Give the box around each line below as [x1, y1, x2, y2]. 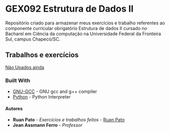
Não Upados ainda [5, 64, 44, 70]
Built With [5, 77, 31, 84]
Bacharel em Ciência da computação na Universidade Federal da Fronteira [5, 30, 161, 37]
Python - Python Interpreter [12, 94, 71, 100]
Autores [5, 105, 23, 112]
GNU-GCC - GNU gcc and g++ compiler [12, 88, 97, 94]
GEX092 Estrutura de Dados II [5, 3, 134, 15]
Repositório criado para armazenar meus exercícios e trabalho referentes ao [5, 20, 165, 26]
